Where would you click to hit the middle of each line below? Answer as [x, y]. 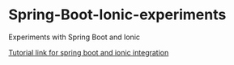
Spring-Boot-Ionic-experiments [117, 15]
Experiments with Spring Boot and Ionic [74, 37]
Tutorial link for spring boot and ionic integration [89, 52]
